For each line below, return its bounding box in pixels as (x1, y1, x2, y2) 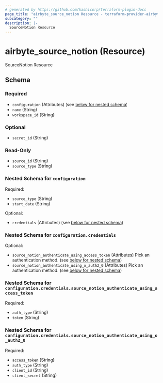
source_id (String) (12, 158, 49, 164)
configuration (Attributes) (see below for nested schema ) (12, 101, 128, 107)
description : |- (5, 20, 38, 26)
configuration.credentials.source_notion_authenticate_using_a (5, 285, 158, 291)
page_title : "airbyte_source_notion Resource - (5, 12, 103, 16)
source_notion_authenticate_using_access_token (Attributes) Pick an (12, 252, 150, 258)
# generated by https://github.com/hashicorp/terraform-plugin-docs (5, 7, 147, 12)
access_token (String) (12, 357, 55, 363)
